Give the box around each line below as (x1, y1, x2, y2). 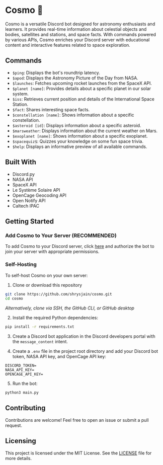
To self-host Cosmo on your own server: (5, 272, 88, 278)
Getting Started (5, 217, 54, 226)
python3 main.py (5, 390, 39, 395)
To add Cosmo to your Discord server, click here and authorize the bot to (5, 243, 155, 249)
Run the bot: (12, 381, 38, 387)
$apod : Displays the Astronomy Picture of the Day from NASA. (12, 75, 138, 81)
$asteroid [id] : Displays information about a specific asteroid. (12, 122, 142, 128)
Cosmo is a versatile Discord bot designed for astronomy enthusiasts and (5, 21, 156, 27)
